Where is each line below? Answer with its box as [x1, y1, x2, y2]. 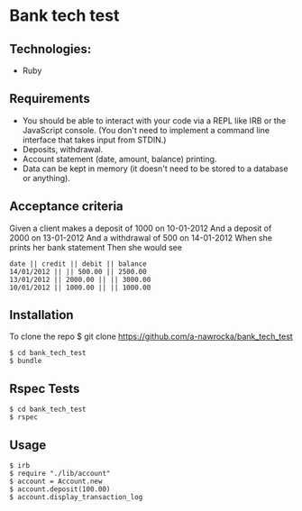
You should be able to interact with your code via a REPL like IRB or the [22, 114, 287, 126]
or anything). [22, 172, 70, 183]
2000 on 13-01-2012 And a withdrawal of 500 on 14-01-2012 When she [9, 232, 273, 243]
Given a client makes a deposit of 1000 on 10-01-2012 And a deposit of [9, 223, 272, 233]
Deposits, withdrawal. [22, 143, 104, 154]
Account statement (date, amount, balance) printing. [22, 153, 217, 164]
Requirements [9, 91, 90, 106]
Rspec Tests [9, 380, 80, 397]
